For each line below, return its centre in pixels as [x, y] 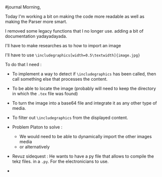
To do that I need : [23, 64]
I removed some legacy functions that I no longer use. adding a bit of [74, 31]
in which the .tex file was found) [45, 94]
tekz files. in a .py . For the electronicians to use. [60, 161]
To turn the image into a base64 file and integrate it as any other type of [84, 103]
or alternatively [34, 147]
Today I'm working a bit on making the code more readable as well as [75, 16]
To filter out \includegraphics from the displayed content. [70, 118]
